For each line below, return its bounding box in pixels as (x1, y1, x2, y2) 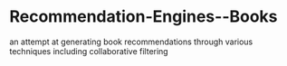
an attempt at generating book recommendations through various (9, 36, 254, 47)
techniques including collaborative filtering (9, 45, 169, 56)
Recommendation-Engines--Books (9, 6, 278, 27)
